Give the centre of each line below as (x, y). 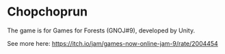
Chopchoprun (47, 12)
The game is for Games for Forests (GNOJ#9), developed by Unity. (101, 30)
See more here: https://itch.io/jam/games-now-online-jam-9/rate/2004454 (113, 43)
